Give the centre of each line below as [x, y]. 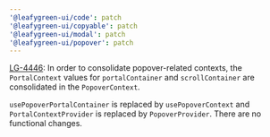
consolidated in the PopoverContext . [75, 87]
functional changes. [46, 124]
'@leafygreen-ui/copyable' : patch [74, 26]
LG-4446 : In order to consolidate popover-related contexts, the [126, 68]
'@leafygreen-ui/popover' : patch [72, 43]
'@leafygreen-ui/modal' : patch [67, 34]
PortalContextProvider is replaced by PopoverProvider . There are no [135, 114]
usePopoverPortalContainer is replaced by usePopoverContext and [130, 105]
